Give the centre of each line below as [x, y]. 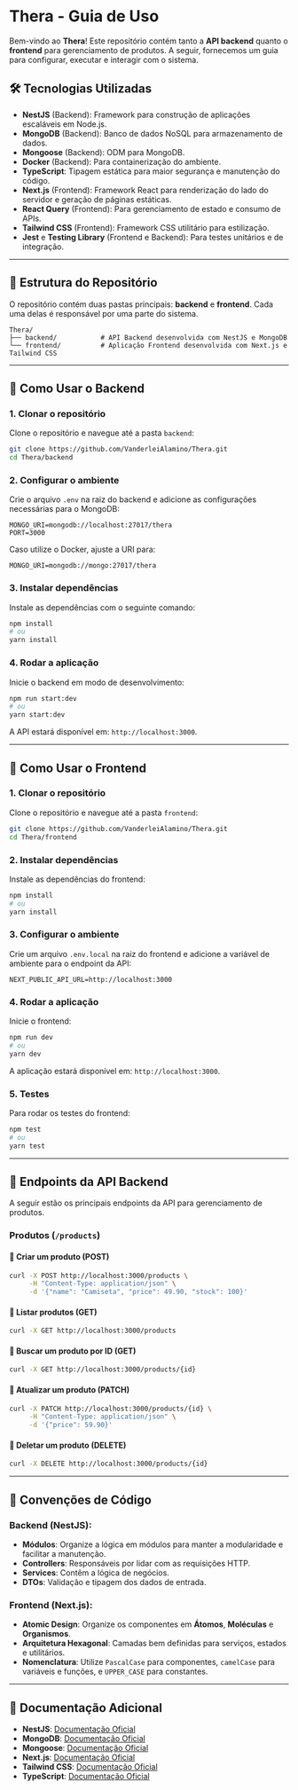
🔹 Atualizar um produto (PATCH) [70, 1389]
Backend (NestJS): [51, 1525]
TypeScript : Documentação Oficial [86, 1777]
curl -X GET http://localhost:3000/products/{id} [103, 1370]
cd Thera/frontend [43, 837]
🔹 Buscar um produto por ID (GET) [73, 1351]
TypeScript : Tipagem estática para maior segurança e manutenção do [151, 171]
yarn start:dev [37, 715]
